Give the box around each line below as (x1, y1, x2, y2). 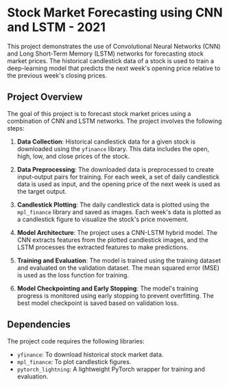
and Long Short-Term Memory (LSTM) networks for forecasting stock (7, 49, 204, 58)
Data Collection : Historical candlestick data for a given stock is (16, 137, 196, 146)
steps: (7, 124, 25, 132)
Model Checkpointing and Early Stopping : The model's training (16, 284, 199, 293)
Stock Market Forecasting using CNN (7, 5, 223, 21)
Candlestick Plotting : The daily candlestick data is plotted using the (16, 201, 210, 209)
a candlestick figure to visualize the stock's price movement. (16, 215, 189, 223)
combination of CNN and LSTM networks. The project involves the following (7, 117, 222, 125)
